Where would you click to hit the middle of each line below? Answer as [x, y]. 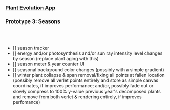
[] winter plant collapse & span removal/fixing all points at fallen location [89, 75]
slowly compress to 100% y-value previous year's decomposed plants [87, 92]
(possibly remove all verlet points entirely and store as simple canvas [86, 80]
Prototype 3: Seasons [33, 21]
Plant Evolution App [30, 8]
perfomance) [26, 102]
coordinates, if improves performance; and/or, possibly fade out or [83, 86]
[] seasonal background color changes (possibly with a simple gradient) [89, 70]
